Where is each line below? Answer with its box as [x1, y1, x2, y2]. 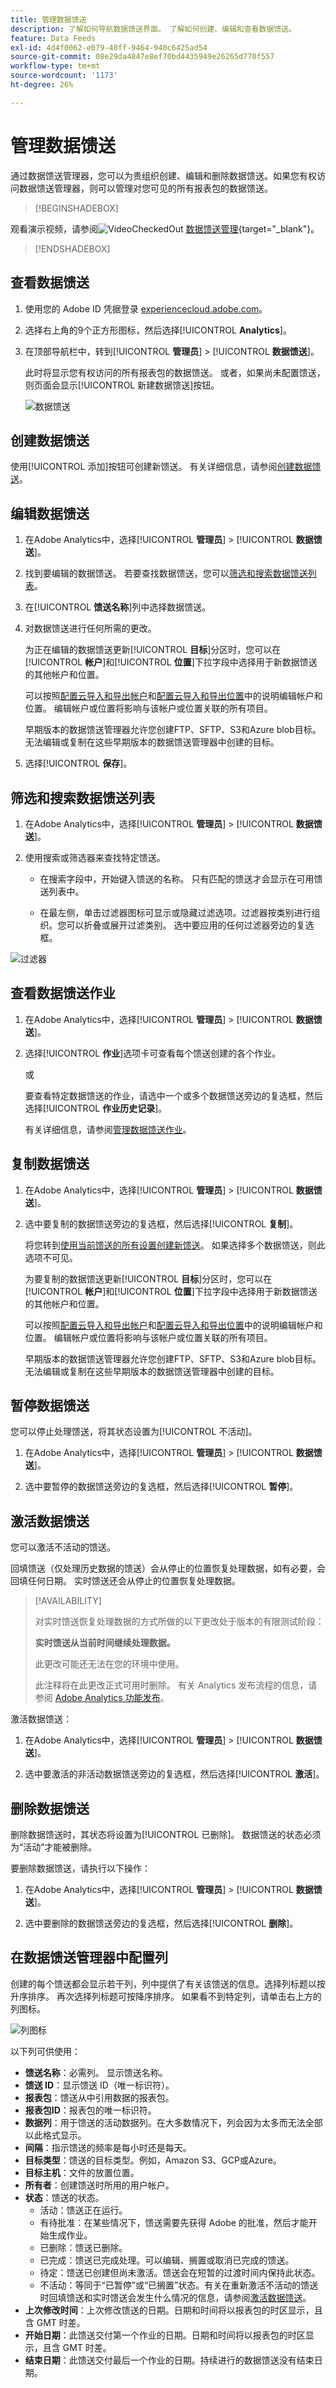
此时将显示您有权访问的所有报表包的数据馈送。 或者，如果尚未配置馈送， [24, 366, 326, 378]
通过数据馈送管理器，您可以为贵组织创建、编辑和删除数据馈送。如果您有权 [10, 169, 317, 181]
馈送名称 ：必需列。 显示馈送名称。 [24, 2066, 168, 2078]
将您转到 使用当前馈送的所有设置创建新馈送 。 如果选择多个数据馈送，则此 [24, 1239, 326, 1251]
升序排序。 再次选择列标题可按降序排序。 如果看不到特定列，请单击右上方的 [10, 1990, 322, 2002]
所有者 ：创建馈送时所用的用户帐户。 [24, 2179, 175, 2191]
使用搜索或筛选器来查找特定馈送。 [24, 851, 166, 863]
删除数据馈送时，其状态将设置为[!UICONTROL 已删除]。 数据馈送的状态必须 [10, 1829, 322, 1840]
